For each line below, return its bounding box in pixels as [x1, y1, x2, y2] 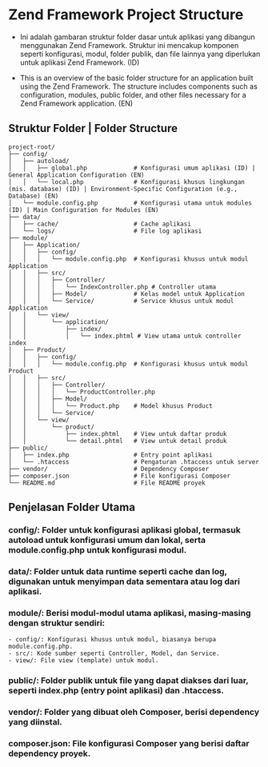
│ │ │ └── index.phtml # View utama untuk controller [8, 332, 242, 340]
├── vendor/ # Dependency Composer [8, 465, 210, 473]
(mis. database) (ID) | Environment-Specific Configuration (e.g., [8, 185, 238, 193]
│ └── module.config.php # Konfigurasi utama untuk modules [8, 198, 252, 207]
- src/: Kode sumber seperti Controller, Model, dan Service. [8, 649, 220, 657]
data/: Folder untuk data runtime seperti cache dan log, [8, 565, 228, 577]
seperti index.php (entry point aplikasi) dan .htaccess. [8, 685, 224, 697]
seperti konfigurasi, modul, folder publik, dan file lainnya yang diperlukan [19, 49, 261, 58]
